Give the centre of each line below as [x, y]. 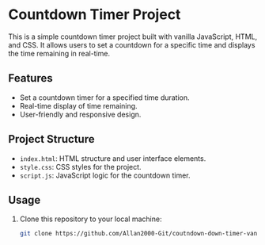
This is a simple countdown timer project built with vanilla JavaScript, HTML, [133, 36]
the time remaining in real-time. [59, 53]
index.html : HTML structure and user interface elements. [113, 158]
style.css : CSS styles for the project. [80, 167]
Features [30, 78]
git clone [36, 234]
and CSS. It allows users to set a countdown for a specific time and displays [132, 44]
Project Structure [51, 139]
